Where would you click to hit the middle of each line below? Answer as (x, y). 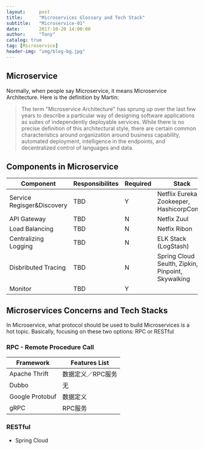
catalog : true (24, 40)
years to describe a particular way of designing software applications (108, 115)
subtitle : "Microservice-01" (46, 23)
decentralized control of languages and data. (77, 148)
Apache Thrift (29, 374)
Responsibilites (96, 184)
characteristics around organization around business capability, (100, 135)
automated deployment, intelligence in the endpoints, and (93, 141)
